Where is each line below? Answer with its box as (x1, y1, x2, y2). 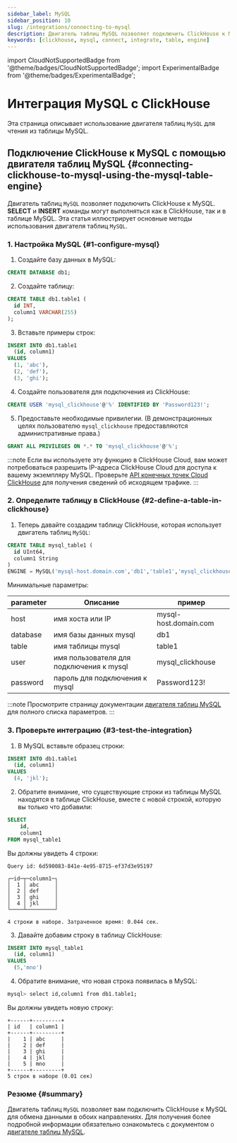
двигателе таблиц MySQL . (7, 1127, 86, 1136)
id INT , (13, 302, 37, 309)
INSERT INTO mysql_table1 (7, 944, 83, 951)
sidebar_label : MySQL (7, 10, 71, 18)
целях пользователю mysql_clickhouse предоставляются (17, 422, 188, 430)
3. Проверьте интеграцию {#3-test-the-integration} (7, 726, 193, 736)
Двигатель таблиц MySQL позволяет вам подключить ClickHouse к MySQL (7, 1105, 228, 1114)
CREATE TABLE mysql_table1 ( (7, 542, 93, 549)
